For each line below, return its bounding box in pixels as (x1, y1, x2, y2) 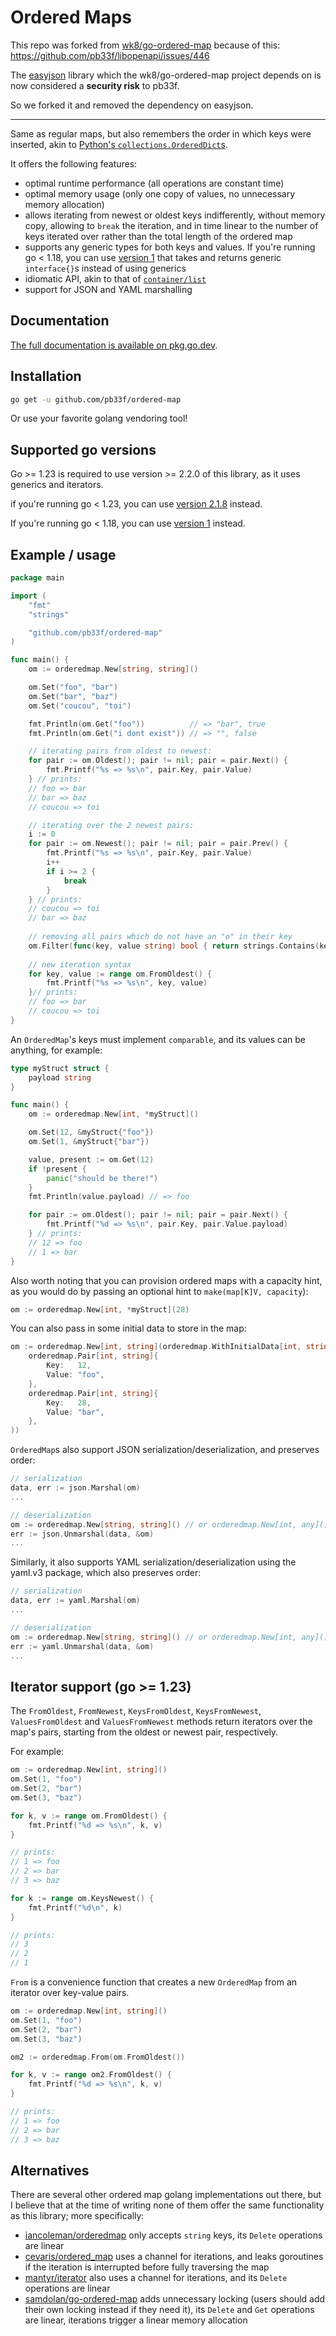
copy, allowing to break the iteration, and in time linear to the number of (24, 219, 319, 231)
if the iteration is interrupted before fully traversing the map (24, 2261, 270, 2273)
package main (10, 573, 65, 583)
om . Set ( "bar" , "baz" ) (28, 691, 118, 701)
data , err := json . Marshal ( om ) (10, 1483, 141, 1493)
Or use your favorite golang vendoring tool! (10, 412, 188, 425)
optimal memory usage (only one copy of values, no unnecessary (24, 187, 296, 200)
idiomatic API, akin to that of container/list (24, 272, 207, 285)
